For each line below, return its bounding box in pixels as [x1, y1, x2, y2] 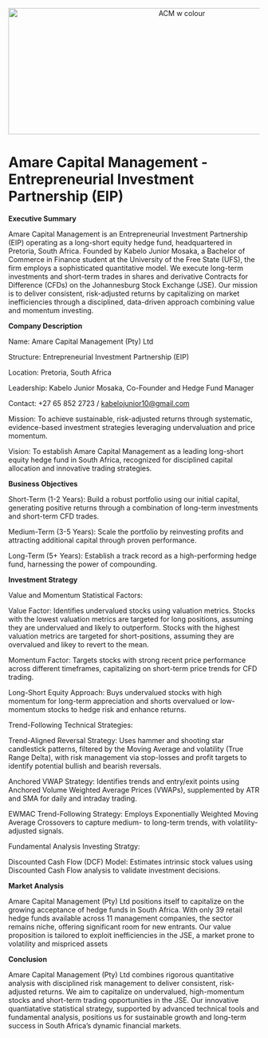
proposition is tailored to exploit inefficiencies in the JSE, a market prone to [8, 930, 255, 940]
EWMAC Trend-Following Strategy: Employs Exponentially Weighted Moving [8, 809, 258, 818]
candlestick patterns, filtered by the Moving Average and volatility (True [8, 744, 244, 754]
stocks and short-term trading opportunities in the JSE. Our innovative [8, 995, 239, 1004]
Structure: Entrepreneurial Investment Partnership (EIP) [8, 352, 190, 361]
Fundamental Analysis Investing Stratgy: [8, 841, 140, 851]
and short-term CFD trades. [8, 511, 100, 521]
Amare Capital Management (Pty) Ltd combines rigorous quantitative [8, 969, 235, 979]
